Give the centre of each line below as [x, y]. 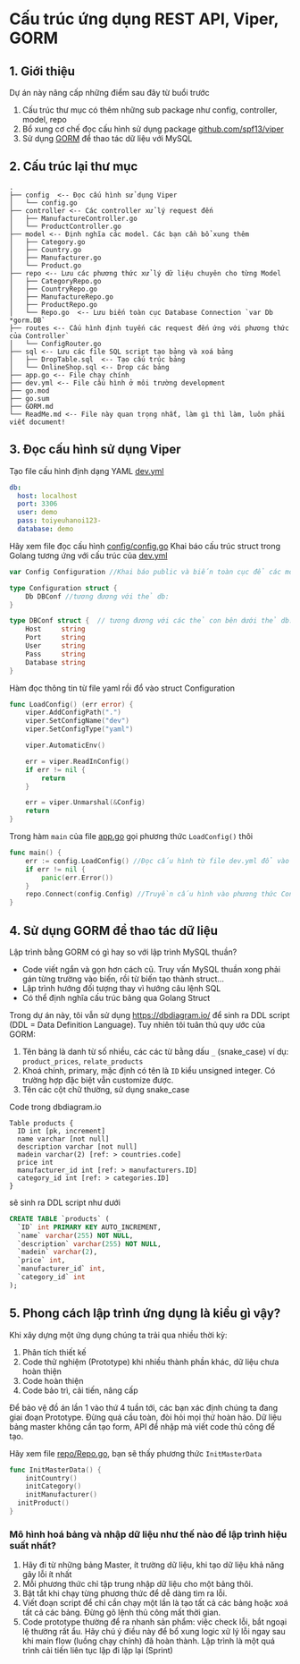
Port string [56, 638]
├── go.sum [29, 398]
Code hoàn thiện [53, 1380]
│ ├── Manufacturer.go [55, 258]
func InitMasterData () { [55, 1470]
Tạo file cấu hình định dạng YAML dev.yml [87, 471]
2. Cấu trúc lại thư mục [74, 167]
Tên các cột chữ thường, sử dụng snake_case [106, 1089]
